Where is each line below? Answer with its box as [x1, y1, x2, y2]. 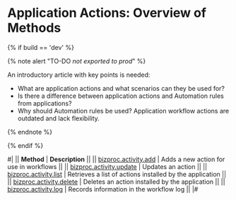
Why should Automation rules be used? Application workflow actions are [17, 106, 230, 115]
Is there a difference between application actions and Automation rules [17, 92, 224, 100]
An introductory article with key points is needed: [7, 70, 151, 79]
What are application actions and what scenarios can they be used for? [17, 84, 225, 92]
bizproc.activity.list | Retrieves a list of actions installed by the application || [7, 170, 227, 178]
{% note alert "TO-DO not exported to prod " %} [7, 56, 146, 65]
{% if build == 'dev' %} [7, 43, 74, 51]
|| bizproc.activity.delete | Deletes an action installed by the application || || [7, 177, 225, 186]
